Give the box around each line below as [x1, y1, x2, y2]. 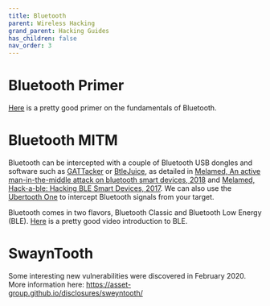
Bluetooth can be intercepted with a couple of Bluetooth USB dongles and [8, 158, 253, 167]
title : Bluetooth [8, 11, 67, 20]
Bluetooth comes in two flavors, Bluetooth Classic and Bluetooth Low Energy [8, 208, 262, 217]
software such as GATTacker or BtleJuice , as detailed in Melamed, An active [8, 167, 261, 176]
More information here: [8, 279, 84, 289]
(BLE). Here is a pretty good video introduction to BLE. [8, 217, 188, 225]
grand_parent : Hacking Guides [8, 27, 110, 35]
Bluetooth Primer [8, 76, 125, 95]
